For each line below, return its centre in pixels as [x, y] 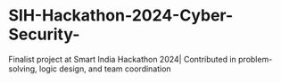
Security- [44, 34]
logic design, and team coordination [105, 69]
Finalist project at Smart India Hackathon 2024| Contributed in [123, 59]
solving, [23, 69]
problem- [256, 59]
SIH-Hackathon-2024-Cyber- [121, 16]
